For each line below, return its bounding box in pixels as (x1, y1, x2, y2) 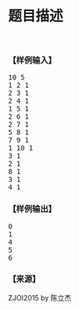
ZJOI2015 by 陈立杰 (8, 293, 72, 302)
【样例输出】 (8, 203, 57, 214)
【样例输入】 (8, 54, 57, 65)
